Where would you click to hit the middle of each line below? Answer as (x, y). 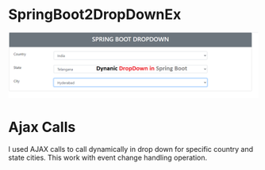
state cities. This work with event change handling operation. (108, 157)
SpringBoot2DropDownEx (95, 15)
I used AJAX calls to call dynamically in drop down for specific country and (131, 149)
